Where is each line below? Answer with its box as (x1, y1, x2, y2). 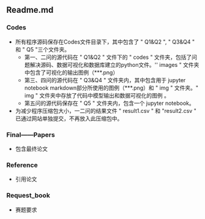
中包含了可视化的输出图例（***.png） (24, 69, 119, 76)
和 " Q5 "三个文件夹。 (15, 45, 70, 53)
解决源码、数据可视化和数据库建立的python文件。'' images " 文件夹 (29, 61, 199, 68)
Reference (6, 161, 38, 169)
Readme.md (6, 5, 54, 15)
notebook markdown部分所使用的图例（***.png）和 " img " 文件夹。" (24, 84, 199, 91)
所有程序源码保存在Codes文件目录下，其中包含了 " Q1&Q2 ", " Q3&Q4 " (15, 38, 195, 45)
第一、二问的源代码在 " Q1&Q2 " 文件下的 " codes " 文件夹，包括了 (24, 53, 192, 61)
